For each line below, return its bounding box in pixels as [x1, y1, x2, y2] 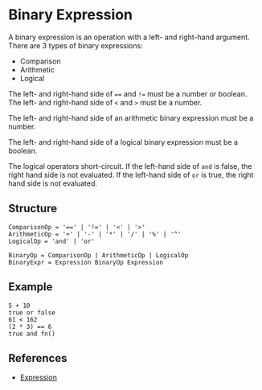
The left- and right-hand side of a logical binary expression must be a [8, 137, 239, 146]
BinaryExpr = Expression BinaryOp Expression [8, 258, 163, 266]
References [8, 351, 68, 365]
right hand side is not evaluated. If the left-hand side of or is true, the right [8, 170, 254, 179]
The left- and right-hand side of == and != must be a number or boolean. [8, 88, 248, 98]
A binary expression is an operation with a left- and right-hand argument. [8, 32, 251, 42]
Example [8, 280, 53, 294]
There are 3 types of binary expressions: [8, 40, 143, 50]
